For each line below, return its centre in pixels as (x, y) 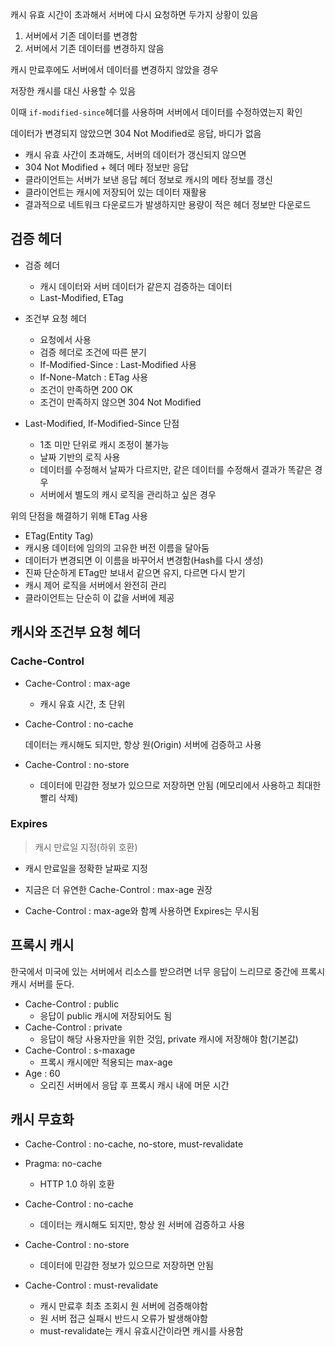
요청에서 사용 (65, 339)
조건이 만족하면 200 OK (86, 389)
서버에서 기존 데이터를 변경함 (81, 36)
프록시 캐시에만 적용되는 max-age (106, 1062)
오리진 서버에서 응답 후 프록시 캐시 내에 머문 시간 (134, 1085)
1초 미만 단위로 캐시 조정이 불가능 (104, 444)
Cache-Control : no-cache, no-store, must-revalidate (134, 1144)
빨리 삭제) (59, 797)
